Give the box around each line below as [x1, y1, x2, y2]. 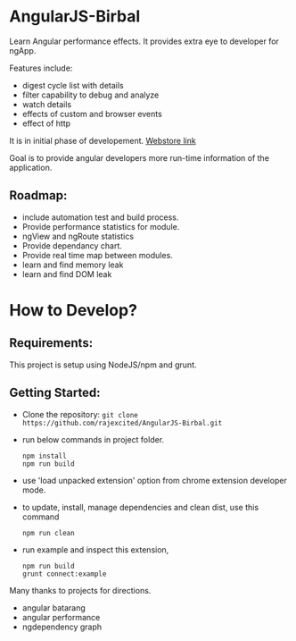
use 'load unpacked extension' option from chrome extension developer [21, 475, 287, 485]
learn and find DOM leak [21, 268, 112, 279]
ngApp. [9, 45, 37, 55]
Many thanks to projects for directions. [9, 585, 152, 595]
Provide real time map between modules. [21, 249, 174, 260]
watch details [21, 98, 72, 109]
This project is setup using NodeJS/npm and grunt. [9, 359, 197, 370]
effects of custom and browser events [21, 108, 162, 119]
